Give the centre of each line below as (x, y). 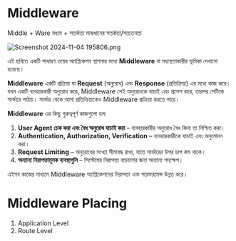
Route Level (35, 230)
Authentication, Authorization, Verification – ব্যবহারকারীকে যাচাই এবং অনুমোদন (120, 135)
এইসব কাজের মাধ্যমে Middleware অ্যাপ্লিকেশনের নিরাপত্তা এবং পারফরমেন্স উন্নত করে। (98, 174)
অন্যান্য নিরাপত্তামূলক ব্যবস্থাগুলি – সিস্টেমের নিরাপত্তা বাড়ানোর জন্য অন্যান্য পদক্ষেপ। (101, 160)
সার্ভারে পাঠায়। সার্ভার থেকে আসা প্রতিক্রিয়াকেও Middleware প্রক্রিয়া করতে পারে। (93, 99)
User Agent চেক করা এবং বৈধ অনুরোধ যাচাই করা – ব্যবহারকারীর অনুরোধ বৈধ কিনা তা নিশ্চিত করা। (121, 128)
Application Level (43, 223)
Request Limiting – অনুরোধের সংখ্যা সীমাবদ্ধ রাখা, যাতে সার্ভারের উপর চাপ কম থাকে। (112, 152)
